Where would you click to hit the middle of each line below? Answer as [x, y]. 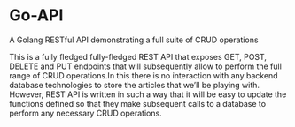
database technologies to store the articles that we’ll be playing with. [134, 85]
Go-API [36, 15]
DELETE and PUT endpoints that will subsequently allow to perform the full [145, 66]
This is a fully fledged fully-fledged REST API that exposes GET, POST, [138, 56]
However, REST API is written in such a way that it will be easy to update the [148, 94]
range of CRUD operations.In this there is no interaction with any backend [144, 75]
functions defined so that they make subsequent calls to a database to [138, 103]
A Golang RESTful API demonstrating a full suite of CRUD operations [134, 40]
